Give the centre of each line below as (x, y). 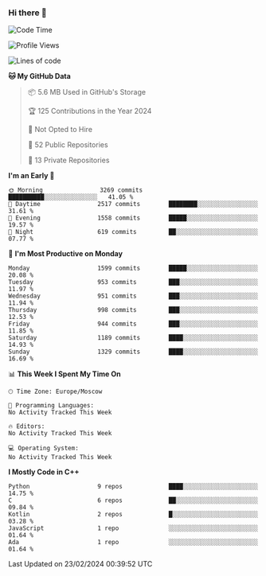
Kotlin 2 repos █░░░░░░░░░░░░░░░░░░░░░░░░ (133, 515)
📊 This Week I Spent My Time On (65, 374)
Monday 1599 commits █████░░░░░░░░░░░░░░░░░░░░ (133, 269)
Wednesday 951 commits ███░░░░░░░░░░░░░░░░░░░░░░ (133, 296)
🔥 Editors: (27, 426)
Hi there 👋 (28, 13)
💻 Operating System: (44, 449)
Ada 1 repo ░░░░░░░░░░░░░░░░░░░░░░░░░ (133, 543)
